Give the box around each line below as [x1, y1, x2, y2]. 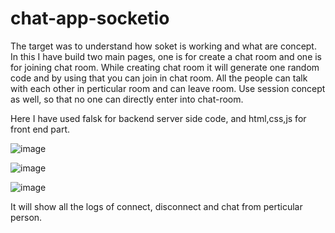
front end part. [10, 123, 71, 135]
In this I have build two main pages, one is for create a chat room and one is [10, 50, 323, 62]
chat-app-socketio [10, 7, 170, 30]
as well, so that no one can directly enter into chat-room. [10, 93, 244, 105]
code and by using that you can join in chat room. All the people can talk [10, 72, 308, 84]
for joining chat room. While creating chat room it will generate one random [10, 61, 320, 73]
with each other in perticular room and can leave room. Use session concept [10, 82, 326, 94]
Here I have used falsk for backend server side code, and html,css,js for [10, 112, 307, 124]
